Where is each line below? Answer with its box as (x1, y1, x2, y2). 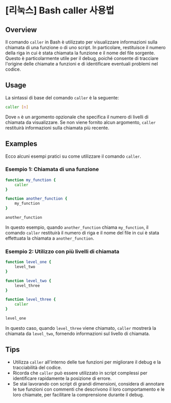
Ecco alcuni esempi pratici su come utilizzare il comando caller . (5, 153, 142, 159)
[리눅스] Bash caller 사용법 (5, 5, 114, 16)
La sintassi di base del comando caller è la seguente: (5, 94, 119, 100)
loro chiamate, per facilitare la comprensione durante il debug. (12, 391, 144, 397)
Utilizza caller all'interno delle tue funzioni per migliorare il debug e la (12, 359, 161, 365)
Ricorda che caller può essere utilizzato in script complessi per (12, 370, 147, 376)
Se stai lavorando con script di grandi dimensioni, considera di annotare (12, 380, 165, 387)
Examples (5, 139, 37, 149)
